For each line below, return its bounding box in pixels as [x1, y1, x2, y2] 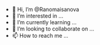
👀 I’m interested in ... [12, 12, 64, 19]
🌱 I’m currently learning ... [12, 19, 77, 26]
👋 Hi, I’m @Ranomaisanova [12, 6, 79, 13]
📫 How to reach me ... [12, 32, 68, 39]
